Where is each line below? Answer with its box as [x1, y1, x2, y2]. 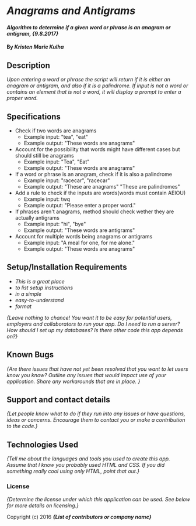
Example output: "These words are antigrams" [23, 227, 135, 234]
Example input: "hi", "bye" [23, 221, 86, 227]
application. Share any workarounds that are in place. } [6, 378, 141, 385]
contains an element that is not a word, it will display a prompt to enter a [6, 88, 181, 95]
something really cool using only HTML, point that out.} [6, 467, 139, 475]
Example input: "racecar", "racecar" [23, 177, 110, 184]
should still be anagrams [15, 152, 75, 159]
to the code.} [6, 423, 38, 430]
